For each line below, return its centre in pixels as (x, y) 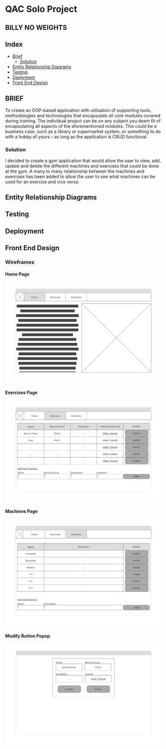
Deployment (25, 231)
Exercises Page (21, 393)
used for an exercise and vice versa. (42, 182)
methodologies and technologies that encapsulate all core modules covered (83, 116)
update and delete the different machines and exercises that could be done (82, 166)
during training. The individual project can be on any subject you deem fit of (83, 121)
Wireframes (20, 262)
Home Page (17, 274)
